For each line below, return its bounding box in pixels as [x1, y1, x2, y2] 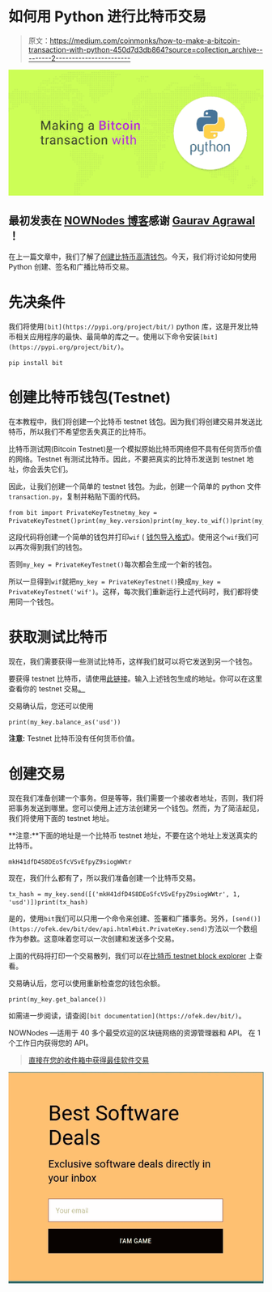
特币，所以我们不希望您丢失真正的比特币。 [8, 427, 151, 437]
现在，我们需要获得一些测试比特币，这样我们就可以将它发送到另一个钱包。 [8, 657, 257, 666]
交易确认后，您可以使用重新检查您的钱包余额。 [8, 979, 164, 988]
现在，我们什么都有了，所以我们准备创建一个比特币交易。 [8, 873, 200, 882]
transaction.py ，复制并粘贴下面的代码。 [8, 491, 145, 502]
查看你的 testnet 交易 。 [8, 684, 86, 694]
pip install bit [8, 359, 63, 368]
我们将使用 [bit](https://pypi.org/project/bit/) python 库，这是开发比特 [8, 321, 259, 332]
